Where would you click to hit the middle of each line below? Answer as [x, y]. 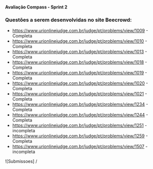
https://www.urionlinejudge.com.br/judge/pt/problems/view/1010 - [79, 41]
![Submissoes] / [21, 161]
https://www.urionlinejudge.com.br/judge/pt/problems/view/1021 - [79, 94]
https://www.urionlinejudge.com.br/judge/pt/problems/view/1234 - [80, 104]
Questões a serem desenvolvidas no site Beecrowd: [69, 20]
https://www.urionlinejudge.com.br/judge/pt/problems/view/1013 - [79, 52]
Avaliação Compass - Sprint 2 [36, 7]
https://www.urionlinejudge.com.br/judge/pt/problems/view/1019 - [79, 72]
